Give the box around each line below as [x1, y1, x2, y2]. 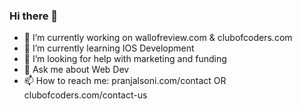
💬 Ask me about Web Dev [23, 64, 130, 76]
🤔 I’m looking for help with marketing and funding [23, 53, 227, 65]
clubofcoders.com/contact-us [23, 89, 148, 101]
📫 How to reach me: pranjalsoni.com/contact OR [23, 75, 227, 87]
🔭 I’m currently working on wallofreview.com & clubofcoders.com [23, 32, 293, 44]
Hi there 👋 [9, 9, 59, 23]
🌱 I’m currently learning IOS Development [23, 42, 195, 54]
